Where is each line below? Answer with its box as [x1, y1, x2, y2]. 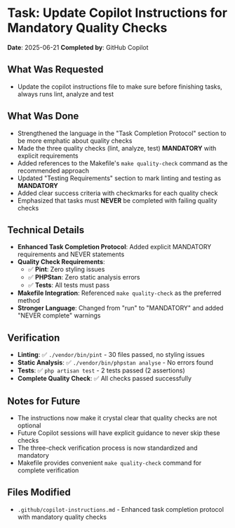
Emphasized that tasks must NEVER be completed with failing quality [17, 196, 217, 205]
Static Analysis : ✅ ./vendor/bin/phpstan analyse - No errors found [17, 358, 214, 367]
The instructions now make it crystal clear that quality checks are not [17, 414, 217, 422]
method [17, 296, 41, 305]
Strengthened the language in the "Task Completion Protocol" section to [17, 129, 227, 137]
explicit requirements [17, 151, 79, 160]
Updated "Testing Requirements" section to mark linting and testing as [17, 174, 222, 182]
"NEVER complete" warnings [17, 311, 101, 320]
